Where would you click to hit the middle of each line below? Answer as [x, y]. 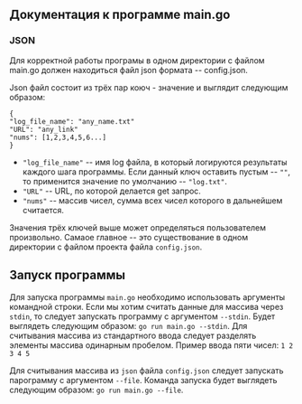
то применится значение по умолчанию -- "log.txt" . [124, 181]
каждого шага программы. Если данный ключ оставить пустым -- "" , [156, 172]
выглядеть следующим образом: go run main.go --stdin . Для [128, 325]
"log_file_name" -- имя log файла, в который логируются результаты [155, 162]
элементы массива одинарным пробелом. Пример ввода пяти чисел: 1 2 [151, 345]
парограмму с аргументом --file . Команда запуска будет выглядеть [143, 380]
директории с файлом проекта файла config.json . [106, 247]
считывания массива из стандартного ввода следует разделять [133, 335]
